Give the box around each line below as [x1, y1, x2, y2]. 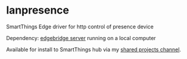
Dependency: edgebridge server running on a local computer [6, 34, 156, 41]
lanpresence [6, 4, 69, 17]
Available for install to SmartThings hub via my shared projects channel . [6, 45, 181, 53]
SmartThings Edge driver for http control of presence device [6, 23, 154, 30]
